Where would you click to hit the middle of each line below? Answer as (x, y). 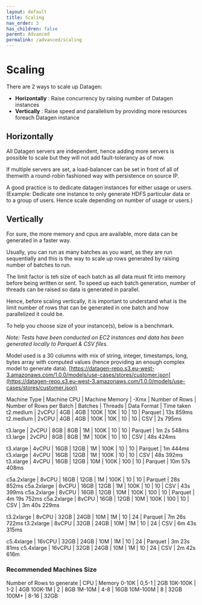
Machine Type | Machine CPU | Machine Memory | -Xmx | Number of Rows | (101, 399)
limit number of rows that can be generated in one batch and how (87, 307)
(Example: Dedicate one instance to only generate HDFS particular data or (98, 193)
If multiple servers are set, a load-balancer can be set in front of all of (93, 169)
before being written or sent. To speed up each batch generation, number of (101, 283)
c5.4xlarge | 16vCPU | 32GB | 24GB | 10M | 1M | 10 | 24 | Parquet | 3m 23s (98, 541)
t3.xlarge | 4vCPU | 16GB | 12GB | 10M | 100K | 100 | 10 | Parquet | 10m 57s (98, 461)
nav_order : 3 (23, 23)
